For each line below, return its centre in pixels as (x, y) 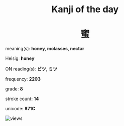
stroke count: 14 (22, 99)
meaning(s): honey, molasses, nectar (45, 49)
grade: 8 (14, 89)
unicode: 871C (20, 109)
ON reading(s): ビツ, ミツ (31, 69)
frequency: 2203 (23, 79)
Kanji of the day (85, 9)
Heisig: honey (20, 58)
